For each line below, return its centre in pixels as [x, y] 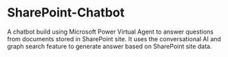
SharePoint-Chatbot [66, 13]
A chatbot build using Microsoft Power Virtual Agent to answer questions [110, 32]
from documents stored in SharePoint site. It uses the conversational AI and [114, 38]
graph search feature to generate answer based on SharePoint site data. [110, 46]
